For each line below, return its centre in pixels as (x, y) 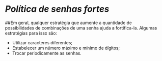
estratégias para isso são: (31, 33)
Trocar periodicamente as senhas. (47, 53)
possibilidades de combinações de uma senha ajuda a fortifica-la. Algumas (81, 28)
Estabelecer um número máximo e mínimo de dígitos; (66, 48)
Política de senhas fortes (57, 9)
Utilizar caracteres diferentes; (42, 42)
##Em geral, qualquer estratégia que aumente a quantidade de (68, 23)
